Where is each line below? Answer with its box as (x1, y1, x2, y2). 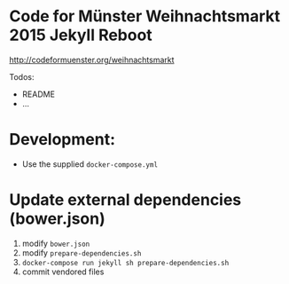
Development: (9, 130, 116, 150)
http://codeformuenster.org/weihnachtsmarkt (9, 54, 175, 65)
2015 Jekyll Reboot (9, 25, 152, 45)
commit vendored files (21, 266, 105, 277)
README (21, 89, 56, 99)
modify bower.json (21, 238, 90, 248)
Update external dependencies (9, 190, 242, 210)
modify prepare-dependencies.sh (21, 247, 142, 258)
